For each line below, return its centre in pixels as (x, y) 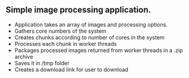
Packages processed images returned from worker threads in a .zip (98, 50)
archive (24, 56)
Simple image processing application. (78, 10)
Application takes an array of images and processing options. (91, 24)
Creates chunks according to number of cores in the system (89, 37)
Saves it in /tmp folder (42, 63)
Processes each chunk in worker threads (65, 44)
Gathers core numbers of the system (60, 31)
